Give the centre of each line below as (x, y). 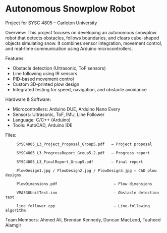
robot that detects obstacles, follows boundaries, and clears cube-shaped (82, 38)
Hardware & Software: (28, 99)
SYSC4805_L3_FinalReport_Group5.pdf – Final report (80, 162)
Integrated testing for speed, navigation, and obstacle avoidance (80, 89)
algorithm (16, 210)
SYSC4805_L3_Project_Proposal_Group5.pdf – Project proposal (84, 144)
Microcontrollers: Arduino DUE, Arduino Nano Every (66, 109)
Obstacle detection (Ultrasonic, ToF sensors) (59, 68)
